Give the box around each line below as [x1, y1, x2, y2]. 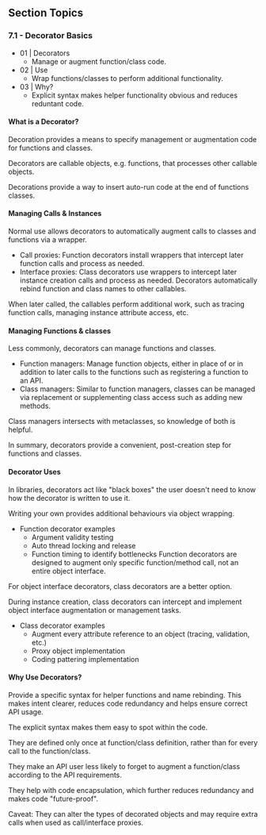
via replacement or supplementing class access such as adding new [19, 393, 243, 402]
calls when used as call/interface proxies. [8, 818, 144, 827]
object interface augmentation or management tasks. [8, 605, 182, 614]
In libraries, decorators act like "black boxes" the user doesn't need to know [8, 484, 256, 494]
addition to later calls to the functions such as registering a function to [19, 367, 249, 377]
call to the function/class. [8, 746, 91, 756]
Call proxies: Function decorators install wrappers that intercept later [19, 250, 244, 260]
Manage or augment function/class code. [31, 56, 167, 66]
